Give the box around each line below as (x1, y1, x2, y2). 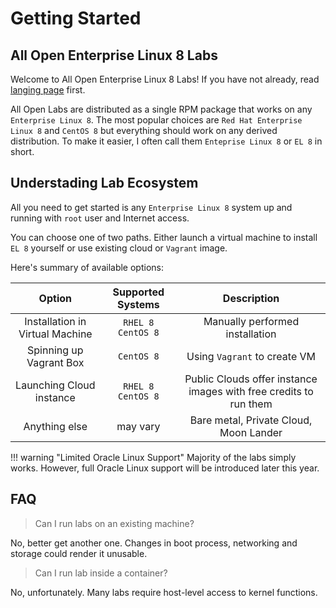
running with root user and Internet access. (10, 212, 190, 224)
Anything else (23, 419, 88, 433)
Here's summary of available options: (10, 261, 164, 273)
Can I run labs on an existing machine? (34, 517, 195, 529)
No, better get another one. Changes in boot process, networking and (10, 537, 298, 549)
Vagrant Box (26, 355, 85, 369)
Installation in (24, 314, 87, 328)
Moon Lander (219, 425, 283, 439)
